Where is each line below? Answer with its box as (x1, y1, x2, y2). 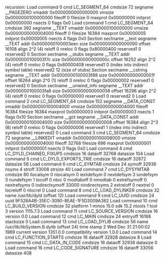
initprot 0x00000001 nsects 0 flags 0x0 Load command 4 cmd (5, 145, 132, 151)
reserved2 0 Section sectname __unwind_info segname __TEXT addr (5, 83, 144, 88)
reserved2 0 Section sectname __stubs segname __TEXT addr (5, 51, 131, 57)
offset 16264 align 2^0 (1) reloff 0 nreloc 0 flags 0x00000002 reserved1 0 (5, 77, 154, 83)
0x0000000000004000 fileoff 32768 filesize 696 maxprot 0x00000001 (5, 140, 151, 146)
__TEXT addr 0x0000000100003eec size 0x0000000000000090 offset (5, 41, 151, 46)
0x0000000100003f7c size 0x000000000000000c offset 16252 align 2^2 (5, 57, 156, 62)
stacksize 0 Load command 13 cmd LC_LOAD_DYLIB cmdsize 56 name (5, 219, 149, 225)
